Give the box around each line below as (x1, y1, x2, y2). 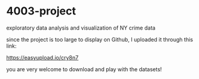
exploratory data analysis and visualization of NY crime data (6, 24, 156, 31)
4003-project (6, 4, 77, 18)
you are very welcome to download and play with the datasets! (6, 65, 162, 73)
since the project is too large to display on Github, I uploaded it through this (6, 36, 194, 43)
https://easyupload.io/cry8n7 (6, 54, 79, 61)
